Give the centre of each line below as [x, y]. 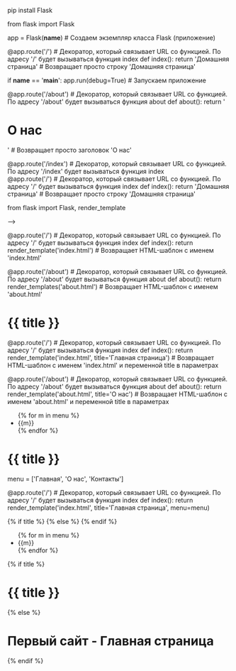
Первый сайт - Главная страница [111, 641]
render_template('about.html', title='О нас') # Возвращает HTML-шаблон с [118, 394]
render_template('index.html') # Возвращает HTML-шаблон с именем [111, 250]
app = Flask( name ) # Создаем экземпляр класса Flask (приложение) [112, 38]
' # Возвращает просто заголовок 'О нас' [70, 150]
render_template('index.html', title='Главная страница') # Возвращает [111, 357]
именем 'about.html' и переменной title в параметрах [88, 401]
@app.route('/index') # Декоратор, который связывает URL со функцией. [117, 163]
